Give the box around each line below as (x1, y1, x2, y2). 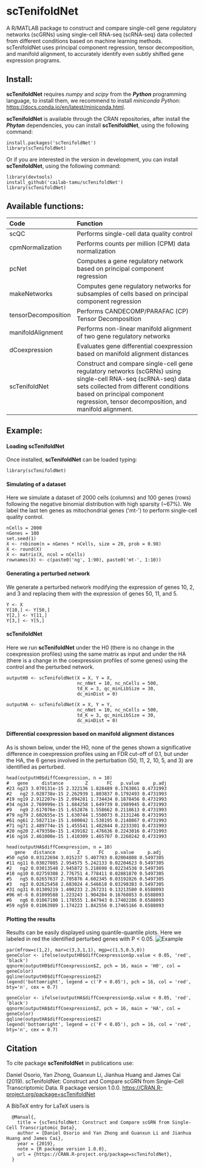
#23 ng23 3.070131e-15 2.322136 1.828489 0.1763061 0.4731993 (6, 785, 167, 791)
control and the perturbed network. (6, 663, 95, 670)
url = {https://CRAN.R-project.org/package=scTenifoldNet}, (17, 1151, 172, 1157)
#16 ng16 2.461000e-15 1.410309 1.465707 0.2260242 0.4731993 (6, 833, 167, 839)
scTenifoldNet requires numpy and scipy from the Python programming (6, 90, 187, 98)
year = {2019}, (17, 1141, 56, 1147)
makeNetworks (9, 289, 53, 298)
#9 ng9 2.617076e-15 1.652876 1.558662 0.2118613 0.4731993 (6, 806, 167, 812)
